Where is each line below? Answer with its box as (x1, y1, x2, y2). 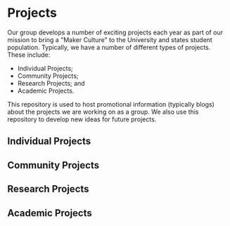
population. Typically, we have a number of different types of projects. (7, 43, 211, 51)
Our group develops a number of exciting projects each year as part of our (7, 28, 224, 36)
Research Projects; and (17, 79, 86, 87)
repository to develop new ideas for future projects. (7, 114, 157, 124)
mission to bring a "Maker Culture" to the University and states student (7, 35, 212, 44)
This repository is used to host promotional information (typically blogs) (7, 100, 215, 108)
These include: (7, 51, 51, 59)
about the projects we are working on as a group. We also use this (7, 107, 199, 116)
